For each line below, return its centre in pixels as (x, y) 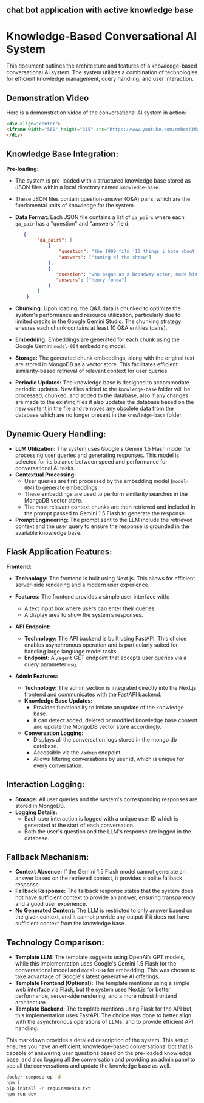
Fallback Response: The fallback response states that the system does (104, 891)
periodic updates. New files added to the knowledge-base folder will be (103, 389)
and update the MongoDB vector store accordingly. (97, 726)
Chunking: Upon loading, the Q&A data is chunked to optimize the (98, 308)
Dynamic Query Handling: (56, 434)
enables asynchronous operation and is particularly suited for (101, 645)
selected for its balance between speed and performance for (91, 461)
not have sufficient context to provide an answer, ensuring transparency (105, 897)
